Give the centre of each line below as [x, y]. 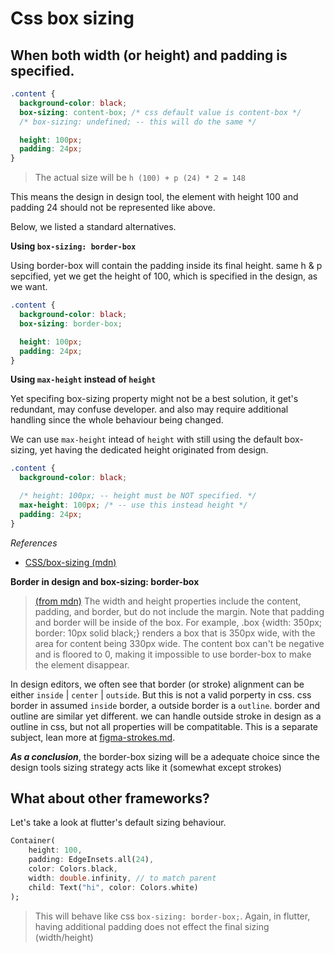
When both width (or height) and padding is [149, 55]
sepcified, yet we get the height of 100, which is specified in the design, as [164, 276]
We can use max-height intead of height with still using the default [146, 439]
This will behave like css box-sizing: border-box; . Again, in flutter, [172, 916]
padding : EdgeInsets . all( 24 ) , [91, 860]
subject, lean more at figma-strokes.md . [93, 737]
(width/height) [64, 937]
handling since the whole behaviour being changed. [117, 420]
